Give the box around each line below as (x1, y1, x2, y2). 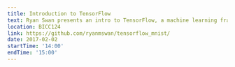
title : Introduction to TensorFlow (7, 10, 111, 17)
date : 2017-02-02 (7, 36, 58, 43)
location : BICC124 (7, 23, 61, 30)
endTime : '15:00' (7, 50, 58, 57)
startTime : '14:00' (7, 43, 64, 50)
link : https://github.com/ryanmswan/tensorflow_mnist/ (7, 29, 171, 37)
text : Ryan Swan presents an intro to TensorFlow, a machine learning (7, 17, 218, 24)
